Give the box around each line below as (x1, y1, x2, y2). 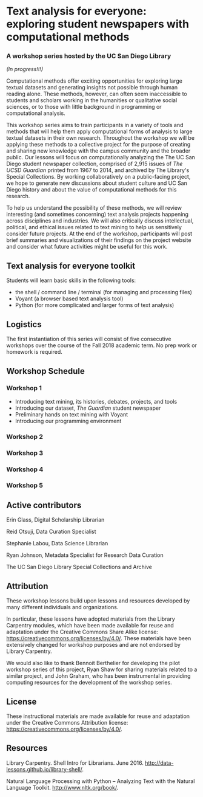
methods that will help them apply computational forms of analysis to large (6, 128, 193, 135)
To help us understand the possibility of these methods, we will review (6, 204, 182, 212)
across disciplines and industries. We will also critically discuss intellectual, (6, 217, 194, 224)
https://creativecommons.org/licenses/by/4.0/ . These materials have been (6, 635, 191, 642)
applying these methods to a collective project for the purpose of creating (6, 141, 191, 148)
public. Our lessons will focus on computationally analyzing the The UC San (6, 154, 196, 161)
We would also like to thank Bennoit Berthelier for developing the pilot (6, 660, 181, 667)
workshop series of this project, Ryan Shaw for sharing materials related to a (6, 666, 198, 673)
